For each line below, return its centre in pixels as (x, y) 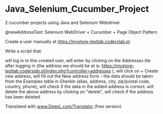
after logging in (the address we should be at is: (53, 66)
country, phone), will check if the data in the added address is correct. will (79, 86)
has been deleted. (23, 97)
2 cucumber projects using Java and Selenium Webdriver (63, 23)
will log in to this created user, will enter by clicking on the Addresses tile (78, 60)
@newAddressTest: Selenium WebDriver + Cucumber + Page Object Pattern (81, 32)
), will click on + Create (135, 71)
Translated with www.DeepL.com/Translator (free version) (63, 106)
